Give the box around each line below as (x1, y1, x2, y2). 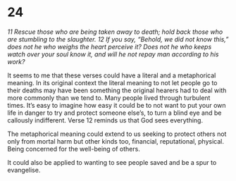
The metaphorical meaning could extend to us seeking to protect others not (7, 130, 227, 138)
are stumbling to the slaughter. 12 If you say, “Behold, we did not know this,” (7, 35, 229, 43)
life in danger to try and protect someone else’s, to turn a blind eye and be (7, 108, 222, 117)
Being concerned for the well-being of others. (7, 144, 141, 153)
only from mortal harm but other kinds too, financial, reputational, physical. (7, 137, 224, 145)
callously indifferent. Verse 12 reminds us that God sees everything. (7, 116, 203, 124)
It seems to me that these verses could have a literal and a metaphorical (7, 71, 216, 80)
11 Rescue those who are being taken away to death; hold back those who (7, 27, 223, 36)
